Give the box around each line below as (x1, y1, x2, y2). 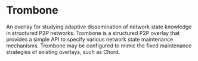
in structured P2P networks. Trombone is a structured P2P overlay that (6, 29, 180, 36)
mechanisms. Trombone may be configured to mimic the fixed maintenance (6, 42, 192, 49)
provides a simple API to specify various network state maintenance (6, 36, 174, 43)
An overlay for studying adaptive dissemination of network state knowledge (6, 23, 192, 30)
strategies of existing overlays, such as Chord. (6, 48, 120, 55)
